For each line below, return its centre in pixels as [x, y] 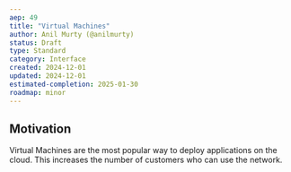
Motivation [40, 129]
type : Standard [38, 51]
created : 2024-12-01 [48, 68]
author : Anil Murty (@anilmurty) [72, 34]
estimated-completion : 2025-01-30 [74, 84]
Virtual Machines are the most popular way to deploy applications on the [144, 150]
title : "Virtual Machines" [60, 26]
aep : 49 [24, 17]
